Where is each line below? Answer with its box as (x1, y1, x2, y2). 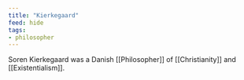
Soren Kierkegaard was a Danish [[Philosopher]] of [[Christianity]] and (8, 55, 236, 64)
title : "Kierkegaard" (8, 11, 79, 20)
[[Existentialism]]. (8, 64, 65, 73)
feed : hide (8, 19, 44, 27)
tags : (8, 26, 26, 34)
